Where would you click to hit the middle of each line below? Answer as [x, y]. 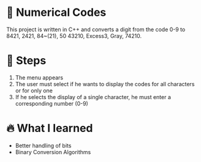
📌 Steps [26, 61]
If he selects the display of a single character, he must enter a [93, 97]
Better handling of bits [43, 145]
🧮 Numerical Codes [56, 13]
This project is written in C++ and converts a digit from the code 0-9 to [96, 29]
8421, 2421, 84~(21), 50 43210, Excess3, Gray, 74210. [74, 35]
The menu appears [39, 77]
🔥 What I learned [50, 128]
